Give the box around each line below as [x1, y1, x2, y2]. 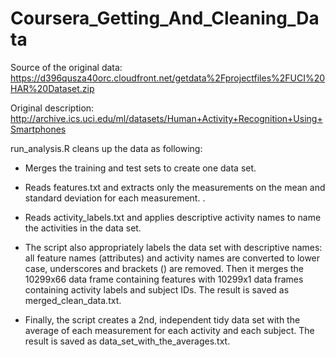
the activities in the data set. [24, 222, 142, 234]
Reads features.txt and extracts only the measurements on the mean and [24, 181, 326, 193]
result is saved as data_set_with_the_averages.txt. [24, 335, 231, 347]
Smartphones [10, 123, 67, 135]
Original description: [10, 102, 95, 114]
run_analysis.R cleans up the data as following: [10, 142, 203, 154]
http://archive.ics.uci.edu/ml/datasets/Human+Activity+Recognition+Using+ [10, 112, 323, 124]
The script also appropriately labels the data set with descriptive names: [24, 241, 323, 253]
